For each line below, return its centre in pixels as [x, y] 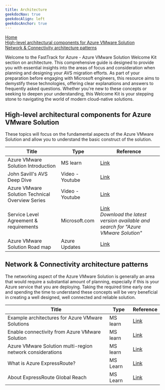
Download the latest [123, 214]
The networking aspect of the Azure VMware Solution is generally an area [80, 276]
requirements [23, 227]
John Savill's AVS [28, 174]
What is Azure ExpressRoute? [41, 363]
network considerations [35, 352]
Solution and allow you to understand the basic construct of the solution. [79, 139]
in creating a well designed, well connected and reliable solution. [70, 297]
